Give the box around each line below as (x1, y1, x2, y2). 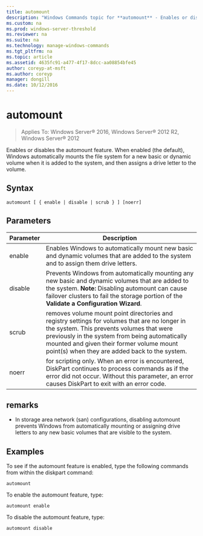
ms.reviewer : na (6, 31, 47, 38)
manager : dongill (6, 76, 50, 82)
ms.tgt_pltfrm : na (6, 48, 53, 55)
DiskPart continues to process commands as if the (45, 364, 189, 372)
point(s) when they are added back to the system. (45, 346, 187, 355)
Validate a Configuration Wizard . (45, 299, 142, 308)
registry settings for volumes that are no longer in (45, 316, 186, 325)
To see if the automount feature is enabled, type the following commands (6, 463, 188, 470)
